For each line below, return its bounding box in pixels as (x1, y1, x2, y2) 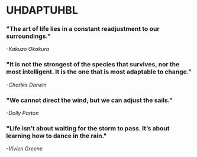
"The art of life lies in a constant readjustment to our (6, 25, 160, 33)
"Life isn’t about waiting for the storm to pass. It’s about (6, 124, 170, 132)
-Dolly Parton (6, 110, 39, 117)
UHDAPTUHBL (6, 4, 78, 17)
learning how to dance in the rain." (6, 132, 108, 140)
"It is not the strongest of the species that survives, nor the (6, 60, 180, 69)
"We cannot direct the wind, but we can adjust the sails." (6, 96, 173, 104)
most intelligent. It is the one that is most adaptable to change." (6, 68, 192, 76)
